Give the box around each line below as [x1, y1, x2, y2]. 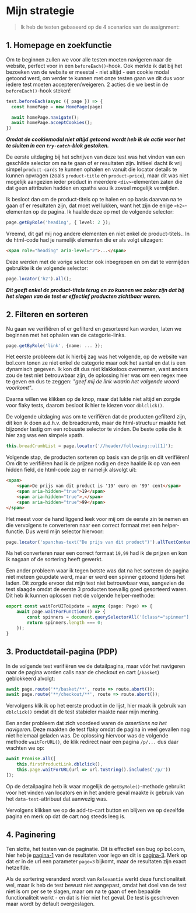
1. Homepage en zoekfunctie [6, 40, 112, 50]
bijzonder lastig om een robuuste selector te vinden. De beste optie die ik [6, 425, 182, 433]
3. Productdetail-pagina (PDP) [6, 647, 118, 657]
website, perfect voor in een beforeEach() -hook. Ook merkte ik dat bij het [6, 62, 183, 69]
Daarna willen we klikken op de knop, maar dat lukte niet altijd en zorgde [6, 396, 181, 403]
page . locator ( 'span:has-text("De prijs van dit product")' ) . [6, 539, 158, 545]
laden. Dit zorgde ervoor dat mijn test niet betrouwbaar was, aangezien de [6, 579, 185, 586]
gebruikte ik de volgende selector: [6, 265, 89, 272]
